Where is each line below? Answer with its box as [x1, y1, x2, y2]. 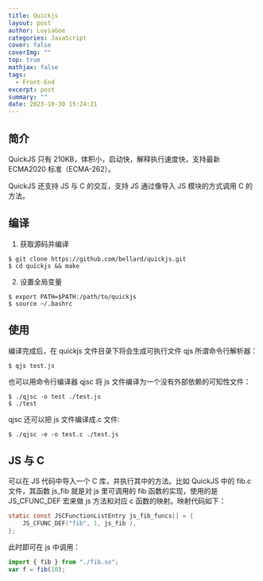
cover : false [8, 41, 52, 49]
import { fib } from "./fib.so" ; [8, 558, 119, 566]
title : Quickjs [8, 11, 59, 20]
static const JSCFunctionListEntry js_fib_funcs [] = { [8, 512, 194, 521]
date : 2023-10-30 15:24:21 [8, 100, 98, 108]
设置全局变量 [19, 277, 62, 286]
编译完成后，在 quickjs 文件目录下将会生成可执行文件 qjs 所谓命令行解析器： [8, 346, 258, 355]
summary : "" [8, 93, 48, 101]
